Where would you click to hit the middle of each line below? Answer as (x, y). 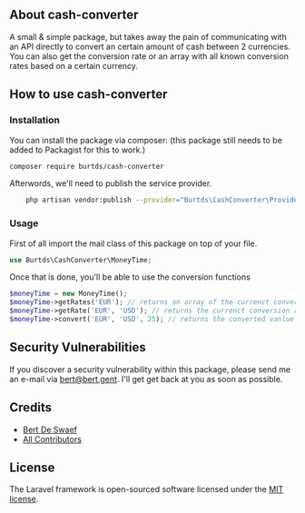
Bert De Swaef (49, 429)
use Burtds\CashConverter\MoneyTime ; (81, 260)
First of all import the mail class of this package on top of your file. (133, 243)
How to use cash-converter (89, 94)
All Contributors (52, 439)
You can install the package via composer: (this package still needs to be (146, 140)
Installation (35, 120)
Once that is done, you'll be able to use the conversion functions (130, 277)
